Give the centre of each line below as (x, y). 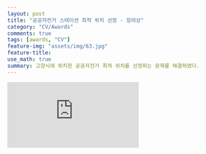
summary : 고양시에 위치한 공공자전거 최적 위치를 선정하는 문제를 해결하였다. (103, 66)
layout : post (26, 14)
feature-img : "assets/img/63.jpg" (58, 46)
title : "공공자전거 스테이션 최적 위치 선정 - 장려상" (76, 20)
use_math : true (29, 59)
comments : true (29, 33)
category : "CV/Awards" (40, 27)
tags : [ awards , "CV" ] (39, 40)
